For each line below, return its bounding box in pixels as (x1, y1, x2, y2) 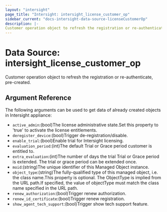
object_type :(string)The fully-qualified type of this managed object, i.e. (12, 169, 158, 175)
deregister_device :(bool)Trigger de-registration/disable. (12, 132, 128, 138)
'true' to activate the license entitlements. (12, 127, 97, 133)
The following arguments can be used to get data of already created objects (5, 107, 161, 113)
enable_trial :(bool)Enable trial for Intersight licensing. (12, 138, 124, 143)
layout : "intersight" (5, 7, 50, 12)
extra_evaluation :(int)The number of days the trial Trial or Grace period (12, 153, 160, 159)
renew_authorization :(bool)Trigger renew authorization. (12, 190, 127, 196)
